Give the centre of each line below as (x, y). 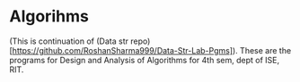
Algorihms (49, 16)
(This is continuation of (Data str (69, 41)
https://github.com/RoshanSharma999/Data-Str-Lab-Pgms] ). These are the (152, 50)
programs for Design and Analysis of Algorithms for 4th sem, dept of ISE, (145, 60)
